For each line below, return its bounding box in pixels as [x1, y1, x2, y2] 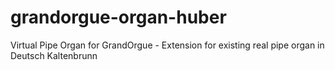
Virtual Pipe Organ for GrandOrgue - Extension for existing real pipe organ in [10, 39, 325, 51]
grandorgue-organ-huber [10, 6, 227, 29]
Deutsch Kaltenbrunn [10, 49, 98, 61]
